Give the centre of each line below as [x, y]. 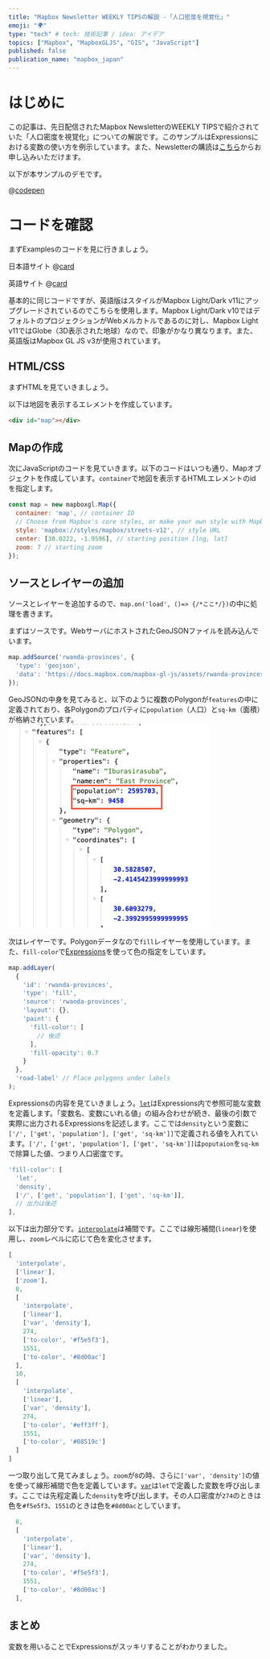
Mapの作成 [35, 447]
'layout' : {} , [46, 1010]
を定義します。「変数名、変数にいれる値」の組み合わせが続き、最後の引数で [133, 1113]
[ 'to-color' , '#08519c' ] [64, 1442]
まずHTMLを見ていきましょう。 [61, 387]
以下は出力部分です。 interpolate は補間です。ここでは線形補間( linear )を [129, 1229]
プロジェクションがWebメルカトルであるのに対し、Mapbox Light [151, 320]
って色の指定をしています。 [165, 952]
